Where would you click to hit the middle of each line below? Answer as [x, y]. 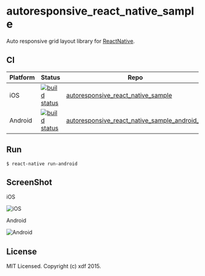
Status [50, 77]
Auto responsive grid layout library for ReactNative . [71, 41]
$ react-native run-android [42, 164]
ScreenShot [29, 182]
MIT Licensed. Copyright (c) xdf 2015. [54, 266]
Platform [22, 77]
